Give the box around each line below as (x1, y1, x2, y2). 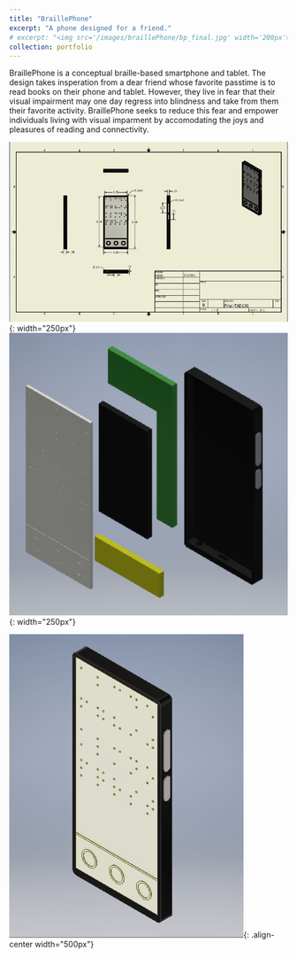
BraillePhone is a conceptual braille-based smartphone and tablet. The (9, 67, 267, 79)
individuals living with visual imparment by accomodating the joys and (9, 115, 264, 126)
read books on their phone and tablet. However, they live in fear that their (9, 87, 276, 97)
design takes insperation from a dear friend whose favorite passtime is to (9, 77, 276, 88)
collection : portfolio (9, 43, 93, 51)
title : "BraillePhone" (9, 14, 93, 23)
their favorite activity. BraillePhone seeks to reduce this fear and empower (9, 105, 279, 116)
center (9, 939, 34, 949)
